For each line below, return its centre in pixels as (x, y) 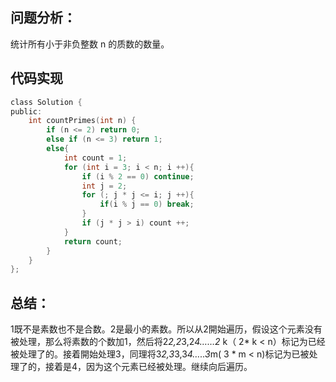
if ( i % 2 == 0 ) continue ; (138, 176)
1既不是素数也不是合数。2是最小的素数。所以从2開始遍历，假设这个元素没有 (166, 329)
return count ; (93, 241)
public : (26, 111)
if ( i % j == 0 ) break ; (147, 204)
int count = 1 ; (95, 158)
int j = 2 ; (104, 186)
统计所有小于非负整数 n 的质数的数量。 (90, 44)
